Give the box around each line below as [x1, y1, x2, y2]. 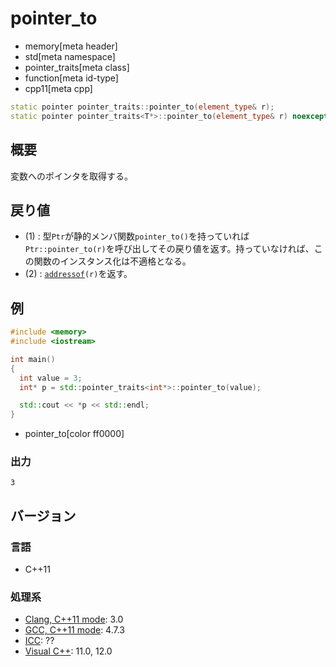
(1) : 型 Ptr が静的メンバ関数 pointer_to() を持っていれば [24, 230, 250, 242]
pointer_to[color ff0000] [24, 428, 125, 440]
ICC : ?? [24, 635, 55, 647]
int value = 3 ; [19, 373, 83, 383]
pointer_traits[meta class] [24, 61, 130, 73]
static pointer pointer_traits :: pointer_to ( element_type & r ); [10, 102, 275, 112]
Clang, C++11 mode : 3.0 [24, 613, 124, 626]
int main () [10, 354, 56, 364]
